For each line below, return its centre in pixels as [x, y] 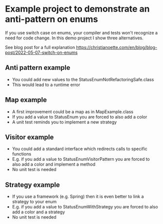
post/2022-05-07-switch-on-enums [41, 52]
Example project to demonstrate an [77, 9]
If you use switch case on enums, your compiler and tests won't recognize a [81, 33]
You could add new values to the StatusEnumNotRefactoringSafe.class [83, 79]
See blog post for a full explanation [40, 47]
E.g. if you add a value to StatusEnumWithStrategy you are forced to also [85, 207]
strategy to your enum [34, 202]
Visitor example [29, 137]
